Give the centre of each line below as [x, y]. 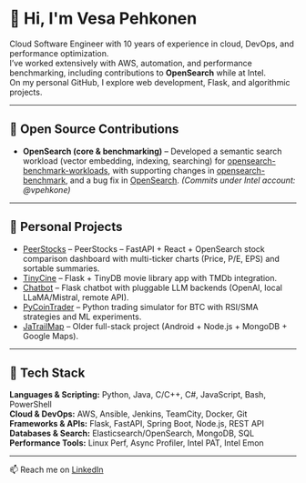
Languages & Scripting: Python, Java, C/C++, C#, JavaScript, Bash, [138, 395]
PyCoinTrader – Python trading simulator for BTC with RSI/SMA [141, 307]
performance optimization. [59, 53]
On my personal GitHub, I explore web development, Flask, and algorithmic [150, 82]
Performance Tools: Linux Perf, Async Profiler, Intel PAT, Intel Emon [137, 443]
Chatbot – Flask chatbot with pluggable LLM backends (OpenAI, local [152, 287]
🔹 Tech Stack [47, 372]
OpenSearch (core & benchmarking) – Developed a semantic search [152, 151]
